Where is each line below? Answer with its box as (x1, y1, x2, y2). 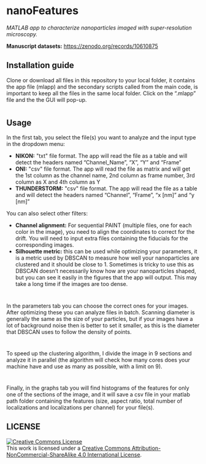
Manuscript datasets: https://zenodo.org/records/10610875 (6, 42, 158, 50)
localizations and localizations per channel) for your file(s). (6, 403, 154, 411)
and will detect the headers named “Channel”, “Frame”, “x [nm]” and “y (15, 191, 195, 199)
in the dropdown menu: (6, 141, 66, 148)
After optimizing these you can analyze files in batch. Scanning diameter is (6, 308, 195, 316)
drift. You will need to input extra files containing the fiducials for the (15, 234, 188, 242)
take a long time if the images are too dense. (15, 280, 128, 288)
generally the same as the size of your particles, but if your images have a (6, 315, 193, 322)
